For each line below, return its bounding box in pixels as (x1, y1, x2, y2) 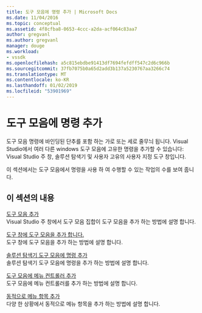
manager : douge (6, 43, 45, 49)
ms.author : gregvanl (6, 37, 59, 43)
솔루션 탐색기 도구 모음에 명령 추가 (6, 251, 88, 259)
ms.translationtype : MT (6, 71, 67, 77)
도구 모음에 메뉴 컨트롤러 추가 (6, 272, 77, 279)
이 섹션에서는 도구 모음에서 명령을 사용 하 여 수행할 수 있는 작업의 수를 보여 (6, 166, 183, 173)
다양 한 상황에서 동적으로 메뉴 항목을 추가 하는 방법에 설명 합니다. (6, 300, 161, 308)
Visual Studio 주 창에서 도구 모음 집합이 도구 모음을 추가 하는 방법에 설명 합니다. (6, 217, 197, 225)
